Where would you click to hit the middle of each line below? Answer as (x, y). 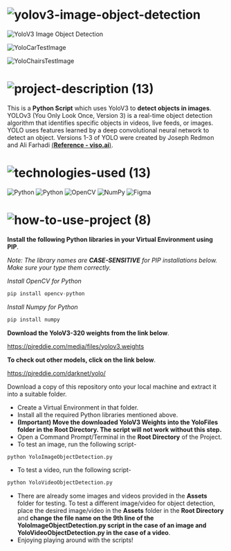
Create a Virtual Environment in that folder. (78, 407)
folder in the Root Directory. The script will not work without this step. (119, 429)
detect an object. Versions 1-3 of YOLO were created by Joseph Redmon (111, 137)
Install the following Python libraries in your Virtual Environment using (110, 239)
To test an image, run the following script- (77, 444)
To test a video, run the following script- (74, 470)
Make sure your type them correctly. (59, 268)
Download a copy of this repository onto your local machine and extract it (112, 386)
